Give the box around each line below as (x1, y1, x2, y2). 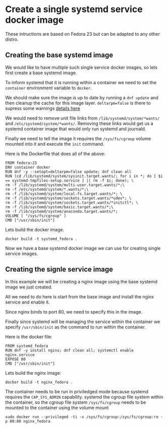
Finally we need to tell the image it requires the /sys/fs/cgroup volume (5, 135, 151, 142)
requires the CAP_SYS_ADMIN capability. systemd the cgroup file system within (5, 394, 163, 400)
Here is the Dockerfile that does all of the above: (5, 150, 106, 157)
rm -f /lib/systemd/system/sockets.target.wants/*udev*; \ (5, 196, 132, 201)
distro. (5, 36, 19, 42)
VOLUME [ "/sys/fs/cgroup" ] (5, 213, 66, 218)
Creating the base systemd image (5, 51, 113, 59)
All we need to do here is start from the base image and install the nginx (5, 293, 154, 299)
